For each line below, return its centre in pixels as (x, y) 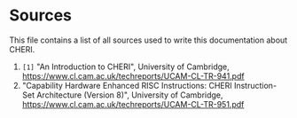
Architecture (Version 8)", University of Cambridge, (130, 95)
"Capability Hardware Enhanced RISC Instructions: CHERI (127, 85)
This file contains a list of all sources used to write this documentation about (148, 40)
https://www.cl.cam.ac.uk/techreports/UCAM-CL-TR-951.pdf (133, 104)
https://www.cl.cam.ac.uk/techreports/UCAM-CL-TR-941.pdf (133, 75)
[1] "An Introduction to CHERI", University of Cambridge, (126, 67)
